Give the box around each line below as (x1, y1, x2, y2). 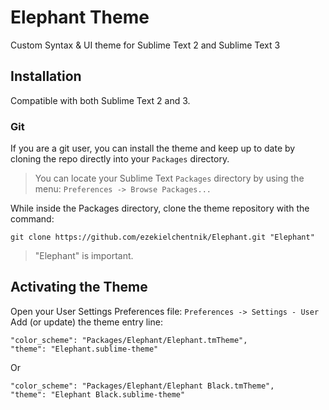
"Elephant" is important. (34, 250, 134, 262)
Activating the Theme (10, 279, 148, 296)
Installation (10, 68, 82, 85)
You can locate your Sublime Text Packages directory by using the (34, 172, 305, 185)
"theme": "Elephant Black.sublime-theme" (10, 389, 186, 400)
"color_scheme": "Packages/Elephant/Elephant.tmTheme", (10, 335, 248, 345)
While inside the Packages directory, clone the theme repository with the (10, 202, 310, 215)
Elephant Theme (10, 6, 150, 29)
